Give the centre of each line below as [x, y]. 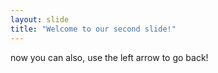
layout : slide [40, 19]
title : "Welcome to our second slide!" [93, 29]
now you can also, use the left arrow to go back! [109, 57]
